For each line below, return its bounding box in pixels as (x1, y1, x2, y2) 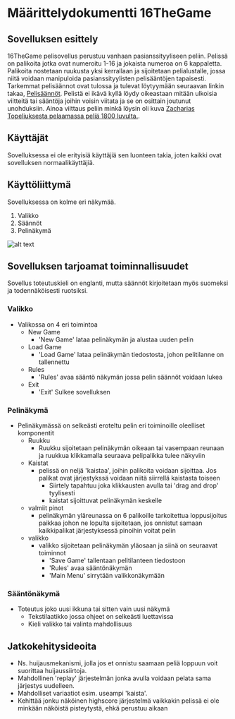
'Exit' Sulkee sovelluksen (38, 387, 110, 396)
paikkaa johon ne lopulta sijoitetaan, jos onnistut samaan (38, 519, 203, 527)
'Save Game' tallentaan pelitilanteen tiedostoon (49, 556, 186, 565)
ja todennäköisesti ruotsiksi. (7, 286, 88, 295)
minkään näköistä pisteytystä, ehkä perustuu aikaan (17, 704, 168, 713)
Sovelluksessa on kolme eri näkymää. (7, 198, 116, 206)
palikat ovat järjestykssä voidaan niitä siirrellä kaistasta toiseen (38, 474, 220, 483)
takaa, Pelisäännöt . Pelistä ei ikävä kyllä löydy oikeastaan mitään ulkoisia (7, 90, 217, 97)
